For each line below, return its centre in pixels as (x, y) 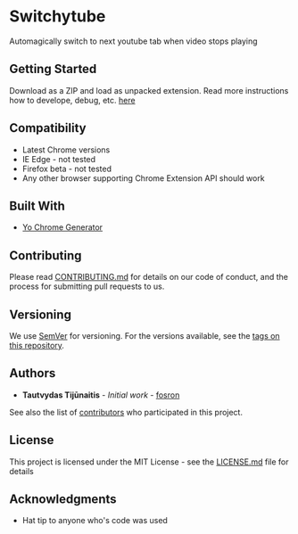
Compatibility (48, 128)
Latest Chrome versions (66, 150)
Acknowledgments (63, 500)
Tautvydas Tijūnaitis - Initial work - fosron (101, 395)
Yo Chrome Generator (62, 227)
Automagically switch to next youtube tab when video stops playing (133, 41)
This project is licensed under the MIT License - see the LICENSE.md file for (149, 462)
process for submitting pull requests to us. (87, 286)
